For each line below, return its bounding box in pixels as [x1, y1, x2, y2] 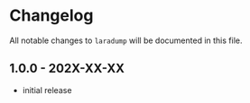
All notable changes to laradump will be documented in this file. [9, 35, 243, 46]
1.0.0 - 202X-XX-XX [9, 61, 125, 76]
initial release [22, 84, 72, 95]
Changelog [9, 5, 94, 26]
